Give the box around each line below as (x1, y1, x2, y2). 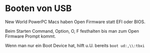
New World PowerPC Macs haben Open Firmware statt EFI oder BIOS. (5, 19, 146, 25)
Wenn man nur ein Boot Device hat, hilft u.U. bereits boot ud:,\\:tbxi (5, 42, 145, 48)
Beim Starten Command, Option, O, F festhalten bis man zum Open (5, 28, 139, 34)
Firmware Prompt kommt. (5, 33, 56, 39)
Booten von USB (5, 3, 72, 14)
